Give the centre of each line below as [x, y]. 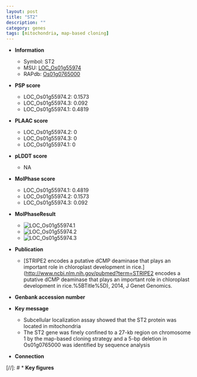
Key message [31, 309]
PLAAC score [31, 121]
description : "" [26, 22]
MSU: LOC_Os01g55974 [52, 68]
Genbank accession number [50, 297]
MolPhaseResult [35, 214]
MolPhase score [35, 179]
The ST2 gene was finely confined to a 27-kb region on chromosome [107, 332]
